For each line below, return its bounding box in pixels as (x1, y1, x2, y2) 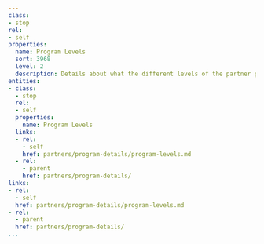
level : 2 (15, 63, 44, 71)
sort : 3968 (15, 56, 51, 64)
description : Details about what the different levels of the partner (15, 70, 251, 78)
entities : (8, 77, 41, 85)
